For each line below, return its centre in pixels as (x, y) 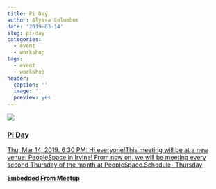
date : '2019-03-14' (35, 26)
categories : (24, 40)
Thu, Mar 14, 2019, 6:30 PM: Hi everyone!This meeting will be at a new (108, 150)
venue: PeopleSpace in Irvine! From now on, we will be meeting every (107, 158)
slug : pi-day (26, 33)
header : (18, 78)
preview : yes (32, 98)
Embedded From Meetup (43, 179)
